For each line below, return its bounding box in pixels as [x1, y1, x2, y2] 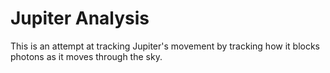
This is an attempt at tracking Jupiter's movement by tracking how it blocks [10, 40, 321, 52]
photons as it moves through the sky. [10, 50, 163, 62]
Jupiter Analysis [10, 7, 150, 30]
